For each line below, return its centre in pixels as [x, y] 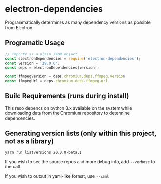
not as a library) [30, 141]
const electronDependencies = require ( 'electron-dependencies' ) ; [73, 59]
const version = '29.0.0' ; [32, 63]
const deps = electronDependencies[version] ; [52, 68]
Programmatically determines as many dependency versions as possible [78, 22]
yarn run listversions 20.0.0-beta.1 [43, 152]
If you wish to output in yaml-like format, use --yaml [57, 176]
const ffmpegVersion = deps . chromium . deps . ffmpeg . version [65, 76]
